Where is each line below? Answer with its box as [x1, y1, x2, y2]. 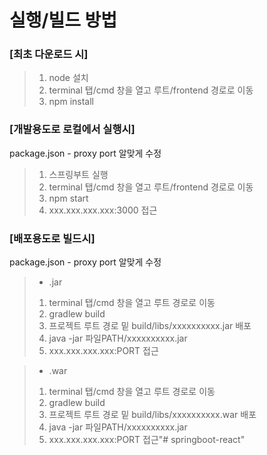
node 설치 [48, 72, 89, 84]
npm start [48, 192, 89, 204]
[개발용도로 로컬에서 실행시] [9, 122, 136, 136]
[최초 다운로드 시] [9, 47, 89, 61]
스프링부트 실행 [48, 168, 109, 180]
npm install [48, 96, 94, 108]
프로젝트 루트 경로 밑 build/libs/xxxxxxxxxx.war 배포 [48, 409, 257, 421]
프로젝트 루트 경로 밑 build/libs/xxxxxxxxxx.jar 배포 [48, 320, 252, 332]
